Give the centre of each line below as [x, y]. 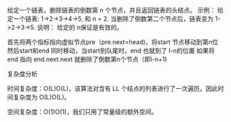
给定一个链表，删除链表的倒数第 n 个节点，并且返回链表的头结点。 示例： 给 [115, 10]
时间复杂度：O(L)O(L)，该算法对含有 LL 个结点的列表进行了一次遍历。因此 [113, 89]
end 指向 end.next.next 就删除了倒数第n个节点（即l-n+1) [87, 59]
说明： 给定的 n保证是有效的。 [80, 27]
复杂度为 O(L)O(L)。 [41, 97]
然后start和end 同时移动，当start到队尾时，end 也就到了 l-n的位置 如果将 [111, 51]
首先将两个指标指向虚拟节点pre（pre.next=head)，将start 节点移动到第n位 [113, 42]
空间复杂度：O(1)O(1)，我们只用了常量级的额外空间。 [82, 112]
